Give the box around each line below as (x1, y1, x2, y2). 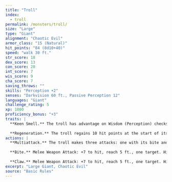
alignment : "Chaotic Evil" (5, 36, 63, 41)
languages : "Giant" (5, 97, 47, 102)
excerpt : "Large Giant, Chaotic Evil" (5, 164, 88, 169)
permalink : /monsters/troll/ (5, 21, 68, 27)
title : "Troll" (5, 7, 38, 13)
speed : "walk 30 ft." (5, 50, 52, 55)
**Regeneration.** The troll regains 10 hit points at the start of (10, 131, 159, 136)
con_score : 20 (5, 64, 36, 69)
